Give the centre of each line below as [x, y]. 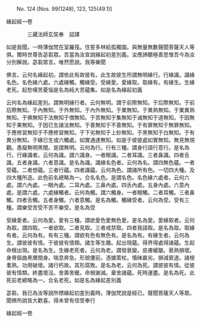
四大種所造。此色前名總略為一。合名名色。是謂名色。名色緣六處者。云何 [95, 177]
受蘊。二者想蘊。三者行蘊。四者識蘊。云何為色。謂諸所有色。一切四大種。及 [100, 170]
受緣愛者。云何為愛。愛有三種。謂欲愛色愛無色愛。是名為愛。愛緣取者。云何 [100, 220]
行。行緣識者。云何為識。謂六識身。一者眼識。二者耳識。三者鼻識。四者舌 [98, 155]
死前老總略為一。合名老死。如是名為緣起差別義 [64, 280]
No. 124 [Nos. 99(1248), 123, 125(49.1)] [64, 9]
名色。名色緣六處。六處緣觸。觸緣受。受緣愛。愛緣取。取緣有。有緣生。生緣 [100, 82]
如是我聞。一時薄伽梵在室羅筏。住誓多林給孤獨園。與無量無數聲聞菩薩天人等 [100, 47]
